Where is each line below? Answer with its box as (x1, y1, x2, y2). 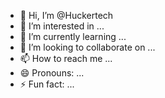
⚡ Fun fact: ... (19, 78, 75, 90)
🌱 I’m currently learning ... (19, 31, 127, 42)
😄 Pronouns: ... (19, 67, 85, 79)
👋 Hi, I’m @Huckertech (19, 10, 114, 21)
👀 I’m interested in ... (19, 20, 105, 32)
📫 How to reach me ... (19, 53, 113, 64)
